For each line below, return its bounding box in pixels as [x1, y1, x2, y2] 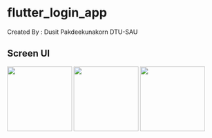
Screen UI [7, 48, 50, 59]
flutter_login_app [7, 5, 107, 21]
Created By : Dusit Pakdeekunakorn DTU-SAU [7, 28, 138, 36]
